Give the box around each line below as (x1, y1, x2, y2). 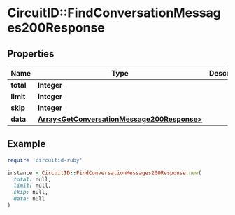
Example (7, 138, 46, 150)
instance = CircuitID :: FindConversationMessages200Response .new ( (7, 169, 201, 176)
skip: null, (13, 189, 49, 196)
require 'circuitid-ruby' (7, 156, 83, 164)
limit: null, (13, 182, 52, 190)
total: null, (13, 176, 52, 183)
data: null (13, 195, 45, 202)
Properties (7, 48, 55, 60)
